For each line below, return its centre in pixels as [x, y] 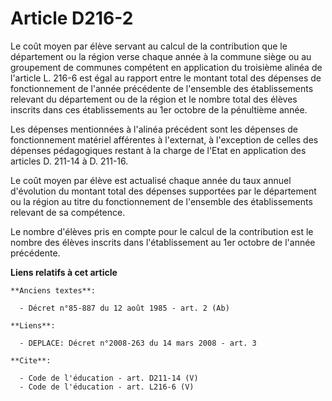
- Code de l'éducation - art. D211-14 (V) [109, 378]
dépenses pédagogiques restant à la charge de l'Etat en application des [158, 150]
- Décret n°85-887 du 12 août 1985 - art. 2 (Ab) [124, 308]
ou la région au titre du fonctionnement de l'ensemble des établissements [161, 201]
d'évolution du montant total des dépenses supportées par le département [163, 191]
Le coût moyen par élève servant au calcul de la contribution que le [149, 46]
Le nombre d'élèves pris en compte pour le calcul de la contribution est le [162, 231]
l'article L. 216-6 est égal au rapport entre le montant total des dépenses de [166, 78]
